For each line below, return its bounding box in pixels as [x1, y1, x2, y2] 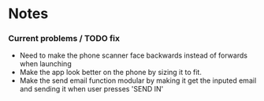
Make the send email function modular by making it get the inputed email [19, 76, 257, 85]
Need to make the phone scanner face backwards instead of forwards [19, 50, 248, 60]
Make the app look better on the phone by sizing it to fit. [19, 68, 203, 77]
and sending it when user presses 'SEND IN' [19, 84, 164, 94]
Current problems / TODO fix [8, 33, 121, 44]
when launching [19, 59, 73, 69]
